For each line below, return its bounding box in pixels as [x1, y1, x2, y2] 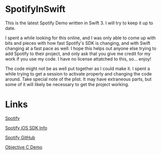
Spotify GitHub [5, 134, 36, 140]
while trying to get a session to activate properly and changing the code [5, 71, 152, 77]
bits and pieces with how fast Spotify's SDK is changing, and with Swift [5, 40, 151, 46]
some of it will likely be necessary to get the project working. [5, 81, 130, 87]
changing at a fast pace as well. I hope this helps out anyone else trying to [5, 45, 157, 51]
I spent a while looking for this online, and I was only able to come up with [5, 35, 156, 41]
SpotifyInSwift [5, 3, 66, 15]
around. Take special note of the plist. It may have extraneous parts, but [5, 76, 152, 82]
